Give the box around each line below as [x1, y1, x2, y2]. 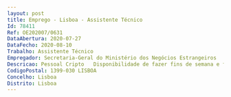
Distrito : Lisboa [7, 80, 57, 87]
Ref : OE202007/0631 [7, 29, 63, 36]
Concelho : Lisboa [7, 73, 57, 81]
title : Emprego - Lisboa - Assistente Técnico [7, 16, 143, 23]
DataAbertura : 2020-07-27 [7, 36, 81, 42]
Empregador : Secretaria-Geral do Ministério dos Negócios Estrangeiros [7, 55, 217, 61]
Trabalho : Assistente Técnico [7, 48, 94, 55]
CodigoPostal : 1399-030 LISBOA [7, 67, 97, 74]
